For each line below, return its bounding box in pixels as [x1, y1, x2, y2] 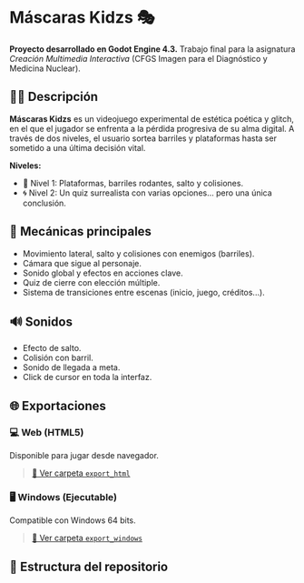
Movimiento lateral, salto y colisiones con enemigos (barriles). [22, 247, 255, 259]
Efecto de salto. [22, 343, 82, 354]
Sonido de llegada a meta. [22, 362, 121, 373]
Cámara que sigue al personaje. [22, 257, 142, 268]
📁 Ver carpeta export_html [31, 467, 131, 478]
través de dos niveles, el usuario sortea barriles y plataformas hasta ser [9, 133, 277, 144]
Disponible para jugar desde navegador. [9, 450, 159, 461]
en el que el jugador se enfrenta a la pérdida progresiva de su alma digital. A [9, 123, 295, 134]
